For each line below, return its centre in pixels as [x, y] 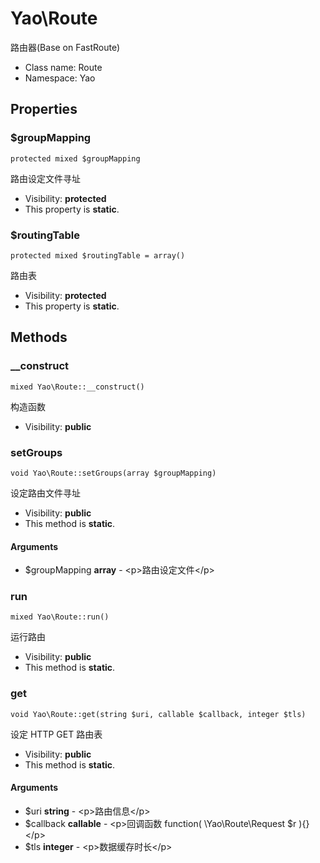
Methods [39, 337]
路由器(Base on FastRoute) [65, 47]
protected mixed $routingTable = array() [98, 255]
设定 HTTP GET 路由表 [56, 734]
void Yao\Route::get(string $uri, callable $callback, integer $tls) [158, 714]
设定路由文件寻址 [45, 493]
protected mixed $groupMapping [75, 158]
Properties [44, 109]
